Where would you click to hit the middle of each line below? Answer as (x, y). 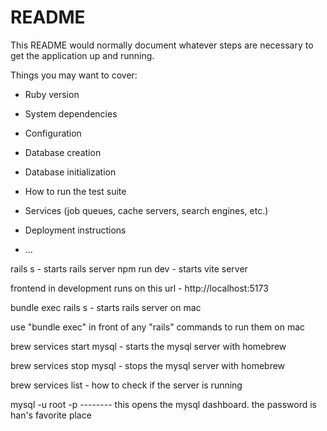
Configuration (53, 133)
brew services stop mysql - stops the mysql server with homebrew (148, 365)
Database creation (63, 152)
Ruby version (52, 94)
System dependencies (71, 113)
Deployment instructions (75, 230)
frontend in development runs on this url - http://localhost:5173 (139, 288)
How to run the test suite (75, 191)
